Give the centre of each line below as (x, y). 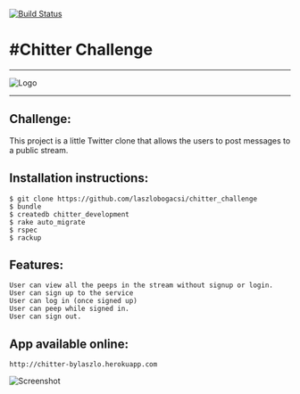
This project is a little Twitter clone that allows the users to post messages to (150, 140)
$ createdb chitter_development (69, 214)
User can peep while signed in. (69, 309)
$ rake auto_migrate (48, 222)
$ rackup (25, 238)
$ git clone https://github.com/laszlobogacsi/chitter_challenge (133, 199)
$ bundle (25, 206)
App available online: (69, 344)
